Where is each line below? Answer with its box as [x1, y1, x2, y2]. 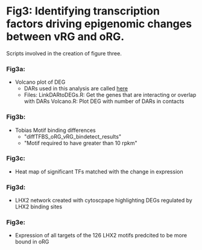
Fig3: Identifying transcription [6, 4, 160, 18]
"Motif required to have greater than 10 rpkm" [24, 139, 137, 146]
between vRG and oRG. [6, 30, 125, 43]
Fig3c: [6, 154, 26, 163]
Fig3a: [6, 64, 25, 73]
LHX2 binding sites [14, 203, 62, 210]
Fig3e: [6, 218, 26, 227]
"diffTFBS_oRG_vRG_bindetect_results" [24, 133, 122, 140]
